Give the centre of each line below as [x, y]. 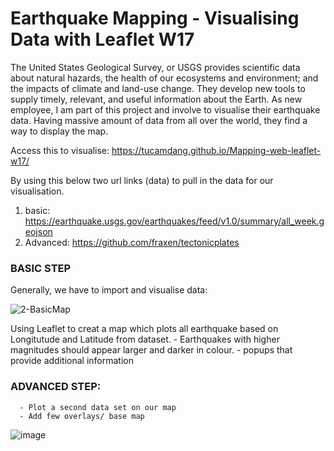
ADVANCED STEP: [56, 387]
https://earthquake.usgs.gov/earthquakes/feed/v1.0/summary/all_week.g [174, 221]
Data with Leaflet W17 [102, 39]
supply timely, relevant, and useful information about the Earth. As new [156, 99]
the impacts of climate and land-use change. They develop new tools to [158, 88]
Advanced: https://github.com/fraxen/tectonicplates [132, 242]
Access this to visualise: [60, 150]
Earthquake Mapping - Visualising [155, 18]
